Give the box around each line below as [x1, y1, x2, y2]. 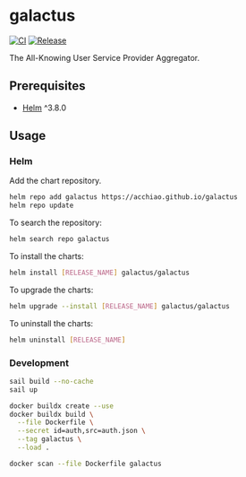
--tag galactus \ [17, 435, 82, 444]
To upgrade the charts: [9, 284, 94, 295]
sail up [9, 385, 38, 395]
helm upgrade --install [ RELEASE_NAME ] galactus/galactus [9, 301, 230, 310]
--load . [17, 443, 50, 453]
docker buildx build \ [9, 410, 94, 419]
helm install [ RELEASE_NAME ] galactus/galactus [9, 268, 191, 278]
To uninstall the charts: [9, 317, 94, 328]
